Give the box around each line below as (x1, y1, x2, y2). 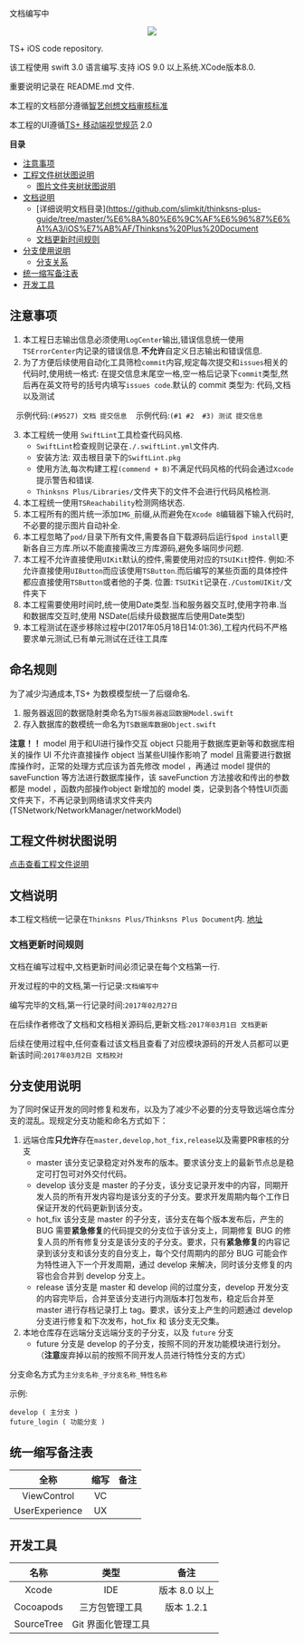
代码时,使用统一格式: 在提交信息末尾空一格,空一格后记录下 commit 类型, (22, 368, 280, 379)
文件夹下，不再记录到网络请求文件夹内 (9, 794, 152, 805)
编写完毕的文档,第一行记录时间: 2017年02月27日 (9, 1000, 178, 1010)
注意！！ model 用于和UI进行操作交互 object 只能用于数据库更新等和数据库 (9, 738, 287, 749)
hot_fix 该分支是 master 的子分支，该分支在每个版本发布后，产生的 (35, 1213, 284, 1225)
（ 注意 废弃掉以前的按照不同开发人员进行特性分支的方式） (35, 1349, 251, 1361)
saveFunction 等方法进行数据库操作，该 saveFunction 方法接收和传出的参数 (9, 771, 290, 782)
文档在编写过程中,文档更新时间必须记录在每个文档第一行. (9, 961, 221, 971)
